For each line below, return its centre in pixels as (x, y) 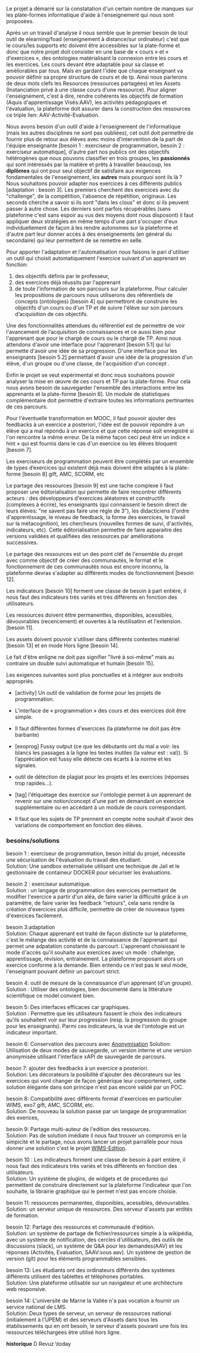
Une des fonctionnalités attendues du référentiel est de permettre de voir (96, 326)
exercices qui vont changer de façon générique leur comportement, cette (96, 1081)
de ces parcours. (27, 407)
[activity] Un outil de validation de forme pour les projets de (88, 693)
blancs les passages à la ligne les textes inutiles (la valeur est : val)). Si (101, 753)
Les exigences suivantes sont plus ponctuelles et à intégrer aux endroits (95, 675)
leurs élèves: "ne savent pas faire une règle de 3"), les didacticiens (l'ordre (98, 511)
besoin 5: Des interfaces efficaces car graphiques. (68, 1007)
